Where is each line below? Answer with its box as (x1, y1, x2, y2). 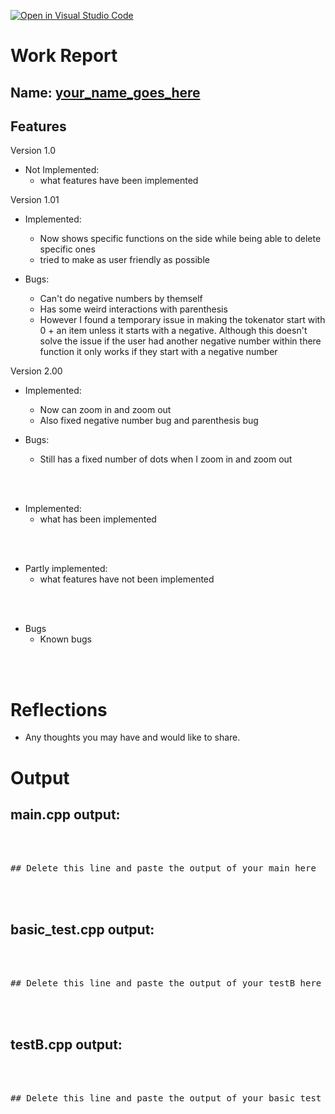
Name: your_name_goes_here (10, 84, 201, 101)
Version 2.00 (10, 365, 63, 377)
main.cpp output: (10, 806, 121, 823)
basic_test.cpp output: (10, 921, 155, 938)
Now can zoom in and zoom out (39, 404, 172, 416)
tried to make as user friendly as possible (39, 254, 210, 266)
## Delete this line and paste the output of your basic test (10, 1092, 322, 1104)
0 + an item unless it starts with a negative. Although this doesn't (39, 325, 308, 337)
